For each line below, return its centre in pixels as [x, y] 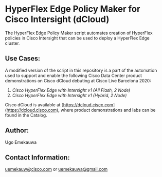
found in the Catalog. [26, 115]
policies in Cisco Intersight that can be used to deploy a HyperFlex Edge [77, 38]
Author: [17, 130]
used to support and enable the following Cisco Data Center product [73, 75]
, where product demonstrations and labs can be [107, 110]
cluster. [13, 43]
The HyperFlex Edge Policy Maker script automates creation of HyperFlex [79, 33]
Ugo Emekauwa [21, 142]
